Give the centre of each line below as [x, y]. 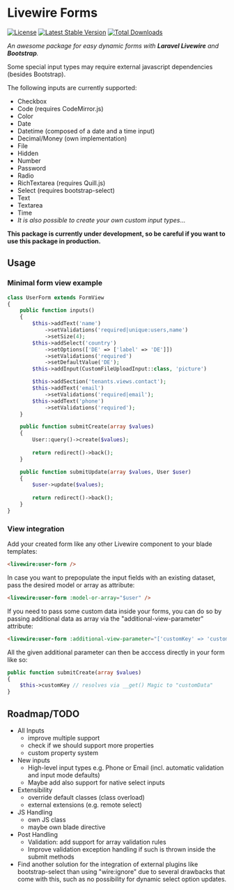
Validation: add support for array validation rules [97, 842]
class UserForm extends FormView [56, 297]
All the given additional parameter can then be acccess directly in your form [116, 652]
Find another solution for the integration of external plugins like [108, 864]
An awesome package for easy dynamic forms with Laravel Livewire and [113, 45]
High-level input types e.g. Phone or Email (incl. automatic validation [126, 768]
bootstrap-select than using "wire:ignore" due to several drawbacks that [121, 871]
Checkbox [32, 101]
